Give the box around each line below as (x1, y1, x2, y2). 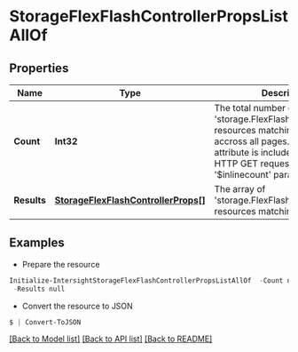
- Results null (12, 284, 66, 293)
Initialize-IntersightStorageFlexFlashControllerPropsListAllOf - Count (9, 276, 284, 285)
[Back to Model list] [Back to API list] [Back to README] (9, 333, 213, 344)
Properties (9, 60, 69, 76)
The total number (214, 102, 286, 114)
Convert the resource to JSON (21, 300, 133, 311)
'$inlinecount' (214, 169, 272, 180)
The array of (214, 183, 266, 195)
